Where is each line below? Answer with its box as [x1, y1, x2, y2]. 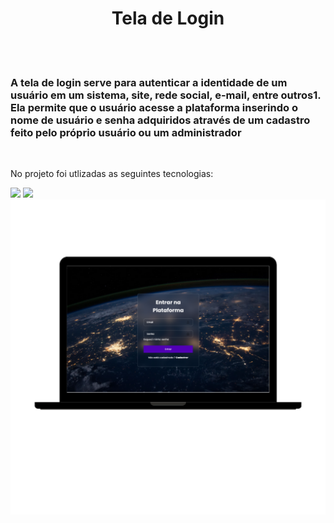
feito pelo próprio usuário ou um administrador [10, 125, 242, 139]
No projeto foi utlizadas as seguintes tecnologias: [10, 168, 214, 180]
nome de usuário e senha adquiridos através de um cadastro [10, 113, 311, 127]
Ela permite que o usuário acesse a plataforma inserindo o [10, 100, 298, 114]
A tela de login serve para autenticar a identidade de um [10, 75, 288, 89]
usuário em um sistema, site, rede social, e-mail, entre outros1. [10, 88, 322, 102]
